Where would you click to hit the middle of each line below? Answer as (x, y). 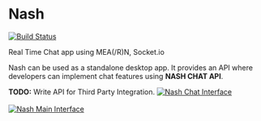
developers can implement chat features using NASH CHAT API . (116, 76)
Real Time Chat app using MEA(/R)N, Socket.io (86, 52)
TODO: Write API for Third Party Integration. (82, 92)
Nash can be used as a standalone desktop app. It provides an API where (131, 67)
